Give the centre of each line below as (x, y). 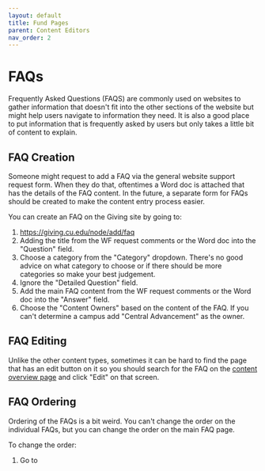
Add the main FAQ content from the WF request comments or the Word (135, 291)
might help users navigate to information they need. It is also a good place (129, 116)
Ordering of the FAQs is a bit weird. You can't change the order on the (122, 421)
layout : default (35, 15)
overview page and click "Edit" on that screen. (84, 377)
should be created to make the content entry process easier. (107, 201)
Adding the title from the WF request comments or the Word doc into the (138, 241)
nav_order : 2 (30, 38)
